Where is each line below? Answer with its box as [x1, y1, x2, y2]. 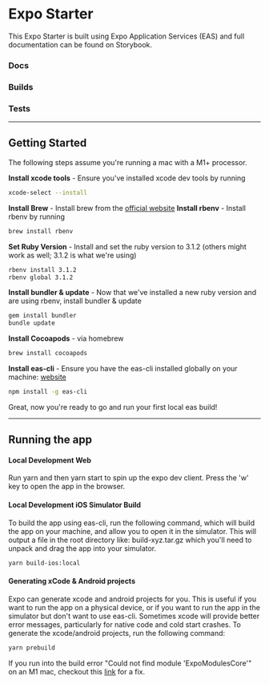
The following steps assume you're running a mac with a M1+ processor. [8, 157, 247, 167]
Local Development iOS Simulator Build [8, 500, 142, 510]
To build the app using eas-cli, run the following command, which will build [8, 518, 255, 528]
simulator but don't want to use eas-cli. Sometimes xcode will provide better [8, 611, 260, 621]
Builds [8, 81, 34, 92]
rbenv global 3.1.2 [8, 273, 74, 281]
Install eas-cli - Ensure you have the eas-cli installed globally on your [8, 364, 238, 374]
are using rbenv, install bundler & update [8, 296, 142, 306]
